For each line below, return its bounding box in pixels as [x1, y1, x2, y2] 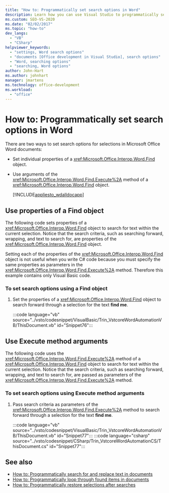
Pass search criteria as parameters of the [12, 401, 99, 407]
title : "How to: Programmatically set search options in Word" [5, 7, 141, 13]
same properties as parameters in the [5, 262, 83, 268]
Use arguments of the [12, 171, 58, 177]
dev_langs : [5, 31, 28, 36]
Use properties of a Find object [5, 206, 104, 215]
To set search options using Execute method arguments [5, 390, 145, 397]
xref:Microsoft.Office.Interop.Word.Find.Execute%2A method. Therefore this [5, 267, 163, 273]
